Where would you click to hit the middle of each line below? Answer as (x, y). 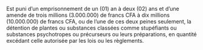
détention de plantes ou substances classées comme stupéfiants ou (92, 28)
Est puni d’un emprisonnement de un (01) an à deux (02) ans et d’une (93, 9)
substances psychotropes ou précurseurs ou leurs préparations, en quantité (101, 34)
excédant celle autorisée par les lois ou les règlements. (75, 41)
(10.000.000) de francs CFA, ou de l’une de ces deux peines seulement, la (99, 21)
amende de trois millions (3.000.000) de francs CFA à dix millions (88, 15)
